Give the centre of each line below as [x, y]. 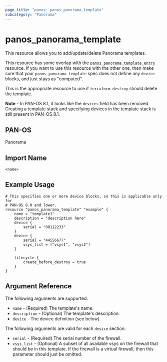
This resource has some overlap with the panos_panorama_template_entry [80, 63]
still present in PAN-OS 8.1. [32, 114]
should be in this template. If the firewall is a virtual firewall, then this [83, 348]
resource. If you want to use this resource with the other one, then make [79, 68]
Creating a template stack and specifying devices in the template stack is [80, 109]
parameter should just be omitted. [47, 354]
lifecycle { [26, 258]
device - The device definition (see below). [56, 318]
